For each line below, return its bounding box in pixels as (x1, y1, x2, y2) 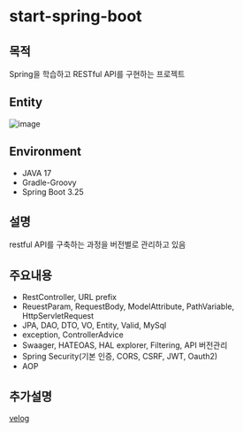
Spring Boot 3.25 (21, 186, 84, 197)
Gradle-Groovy (21, 177, 77, 188)
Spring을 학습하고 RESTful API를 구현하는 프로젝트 (9, 69, 186, 79)
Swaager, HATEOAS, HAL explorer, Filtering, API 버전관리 (21, 340, 228, 351)
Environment (9, 144, 82, 159)
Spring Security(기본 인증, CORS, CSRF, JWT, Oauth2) (21, 351, 218, 362)
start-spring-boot (9, 6, 143, 27)
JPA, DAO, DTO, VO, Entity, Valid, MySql (21, 320, 167, 331)
